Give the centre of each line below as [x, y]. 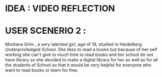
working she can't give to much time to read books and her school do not [79, 55]
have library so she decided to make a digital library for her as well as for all [81, 60]
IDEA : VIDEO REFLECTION [60, 9]
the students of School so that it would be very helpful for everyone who [78, 65]
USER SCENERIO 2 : [46, 31]
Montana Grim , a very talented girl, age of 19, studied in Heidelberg [74, 44]
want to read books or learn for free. [42, 70]
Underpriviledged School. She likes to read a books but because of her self [81, 50]
